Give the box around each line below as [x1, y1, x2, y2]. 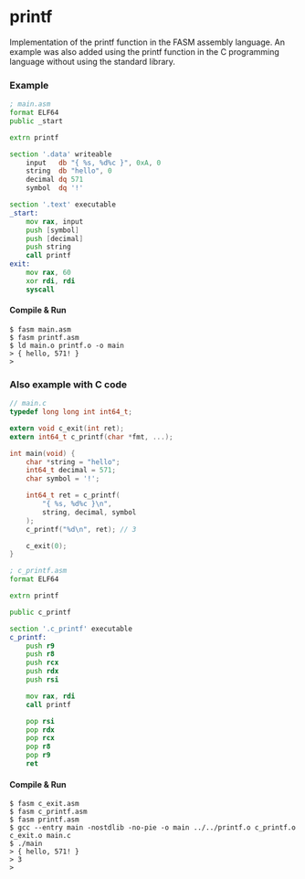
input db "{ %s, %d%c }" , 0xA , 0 [26, 158, 162, 167]
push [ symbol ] [26, 226, 79, 235]
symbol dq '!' [26, 184, 84, 193]
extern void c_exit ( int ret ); [9, 423, 125, 433]
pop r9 [26, 751, 51, 760]
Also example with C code [9, 377, 128, 390]
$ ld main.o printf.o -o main [9, 341, 125, 350]
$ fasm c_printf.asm [9, 807, 89, 817]
